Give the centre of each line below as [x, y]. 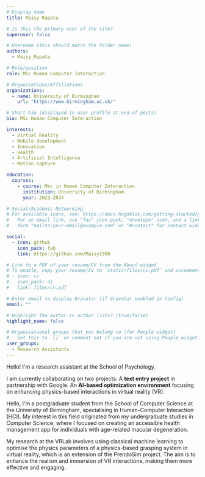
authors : [17, 51]
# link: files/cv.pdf [37, 288]
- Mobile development [39, 141]
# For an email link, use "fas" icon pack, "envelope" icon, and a [97, 220]
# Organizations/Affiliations [45, 85]
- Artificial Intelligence [46, 158]
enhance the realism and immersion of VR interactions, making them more [99, 460]
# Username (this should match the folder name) [69, 46]
